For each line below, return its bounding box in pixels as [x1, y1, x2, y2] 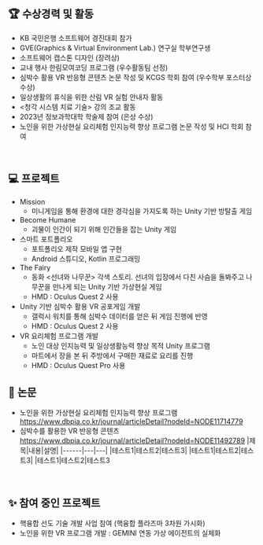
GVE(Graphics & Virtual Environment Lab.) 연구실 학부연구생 [19, 42, 211, 53]
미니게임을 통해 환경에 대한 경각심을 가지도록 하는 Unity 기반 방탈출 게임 [31, 206, 253, 215]
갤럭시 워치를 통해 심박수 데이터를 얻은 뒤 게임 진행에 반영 [31, 311, 209, 321]
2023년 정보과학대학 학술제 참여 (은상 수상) [19, 112, 154, 121]
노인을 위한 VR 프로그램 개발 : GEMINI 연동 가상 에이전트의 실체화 [19, 528, 221, 538]
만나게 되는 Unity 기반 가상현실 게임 [52, 282, 163, 291]
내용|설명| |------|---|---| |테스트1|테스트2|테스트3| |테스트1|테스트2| [28, 446, 242, 455]
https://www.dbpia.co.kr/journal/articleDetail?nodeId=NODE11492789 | [19, 436, 250, 446]
